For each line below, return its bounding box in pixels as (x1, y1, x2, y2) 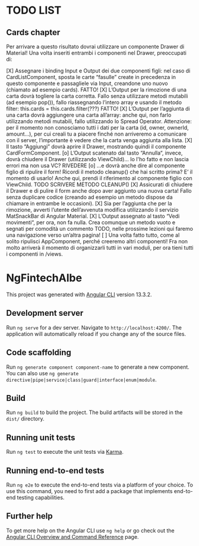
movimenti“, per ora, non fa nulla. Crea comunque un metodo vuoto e (6, 219, 176, 226)
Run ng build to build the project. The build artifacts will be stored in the (6, 409, 183, 416)
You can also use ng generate (6, 369, 79, 376)
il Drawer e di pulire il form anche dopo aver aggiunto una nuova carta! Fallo (6, 187, 192, 194)
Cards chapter (6, 27, 61, 37)
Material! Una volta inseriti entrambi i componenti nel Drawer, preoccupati (6, 49, 187, 57)
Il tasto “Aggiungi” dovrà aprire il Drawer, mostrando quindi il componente (6, 143, 187, 150)
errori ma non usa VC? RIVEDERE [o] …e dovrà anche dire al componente (6, 162, 185, 169)
